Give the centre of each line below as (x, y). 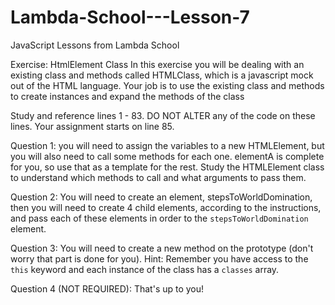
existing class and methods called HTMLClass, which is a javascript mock (162, 75)
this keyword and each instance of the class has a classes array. (145, 269)
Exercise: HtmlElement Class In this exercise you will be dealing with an (157, 64)
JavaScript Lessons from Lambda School (95, 45)
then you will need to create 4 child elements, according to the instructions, (166, 207)
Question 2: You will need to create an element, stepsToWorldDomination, (161, 197)
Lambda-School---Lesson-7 (130, 17)
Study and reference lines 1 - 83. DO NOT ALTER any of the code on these (163, 115)
